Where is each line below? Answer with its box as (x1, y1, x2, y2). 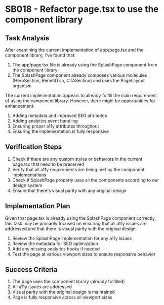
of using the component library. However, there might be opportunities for (5, 98, 156, 104)
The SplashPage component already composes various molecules (12, 72, 147, 78)
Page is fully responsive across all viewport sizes (12, 294, 113, 301)
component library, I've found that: (5, 52, 76, 58)
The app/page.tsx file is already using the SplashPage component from (12, 62, 158, 67)
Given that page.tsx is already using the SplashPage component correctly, (5, 215, 156, 221)
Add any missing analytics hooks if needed (12, 245, 100, 251)
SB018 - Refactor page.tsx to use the (5, 3, 159, 15)
